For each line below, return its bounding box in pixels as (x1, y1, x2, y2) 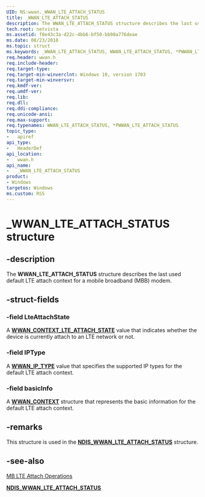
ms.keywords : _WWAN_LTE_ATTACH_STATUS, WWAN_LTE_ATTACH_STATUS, (6, 49, 173, 55)
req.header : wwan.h (6, 54, 56, 60)
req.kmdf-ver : (6, 83, 43, 89)
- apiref (6, 134, 34, 140)
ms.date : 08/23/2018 (6, 37, 59, 43)
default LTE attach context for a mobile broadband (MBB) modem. (6, 277, 172, 284)
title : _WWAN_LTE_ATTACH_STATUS (6, 15, 88, 21)
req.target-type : (6, 65, 51, 72)
